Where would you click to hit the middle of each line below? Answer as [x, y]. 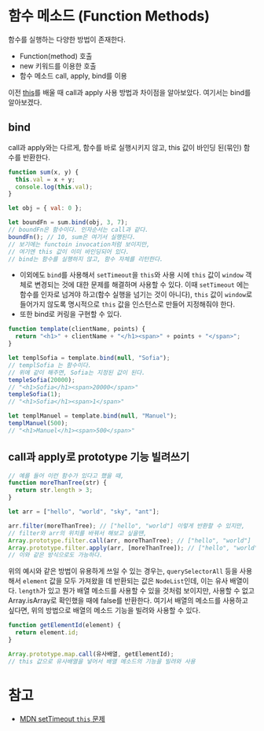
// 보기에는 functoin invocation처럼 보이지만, [79, 244]
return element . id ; [47, 633]
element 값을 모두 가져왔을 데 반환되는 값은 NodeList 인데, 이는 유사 [125, 581]
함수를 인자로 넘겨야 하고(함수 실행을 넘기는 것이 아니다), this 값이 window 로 [136, 295]
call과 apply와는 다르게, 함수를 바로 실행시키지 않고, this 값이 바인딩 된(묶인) [125, 147]
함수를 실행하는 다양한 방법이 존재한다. [67, 39]
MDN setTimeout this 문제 [62, 718]
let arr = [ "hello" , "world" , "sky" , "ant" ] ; [84, 512]
